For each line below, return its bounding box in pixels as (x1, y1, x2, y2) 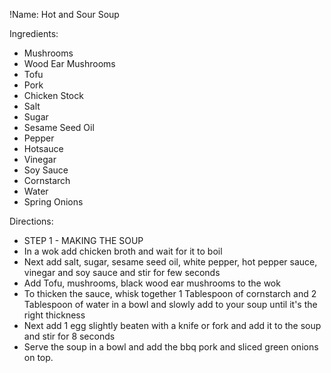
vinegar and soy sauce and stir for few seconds (23, 267, 221, 278)
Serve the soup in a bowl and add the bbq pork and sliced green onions (23, 341, 319, 353)
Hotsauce (23, 143, 64, 154)
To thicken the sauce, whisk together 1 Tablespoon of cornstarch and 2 (23, 288, 317, 299)
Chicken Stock (23, 90, 84, 101)
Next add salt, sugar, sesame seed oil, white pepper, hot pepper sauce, (23, 256, 318, 268)
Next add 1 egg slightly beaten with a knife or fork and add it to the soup (23, 320, 322, 331)
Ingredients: (9, 28, 59, 39)
